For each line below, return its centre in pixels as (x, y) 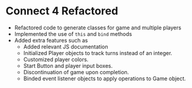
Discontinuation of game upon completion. (76, 72)
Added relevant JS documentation (66, 47)
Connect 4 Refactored (62, 11)
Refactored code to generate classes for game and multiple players (98, 28)
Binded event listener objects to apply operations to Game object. (104, 78)
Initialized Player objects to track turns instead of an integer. (98, 53)
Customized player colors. (56, 59)
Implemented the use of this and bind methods (73, 34)
